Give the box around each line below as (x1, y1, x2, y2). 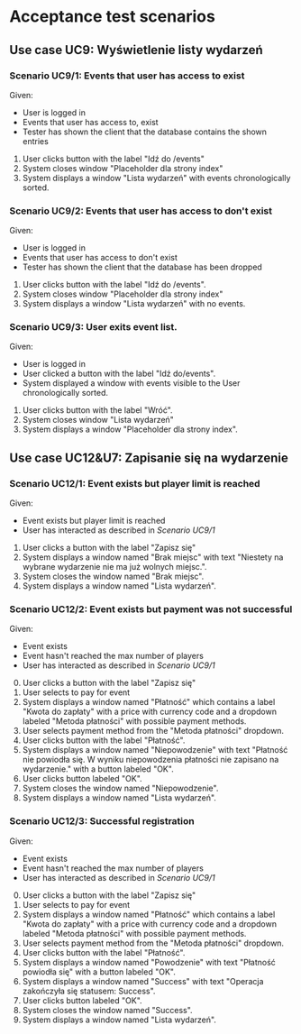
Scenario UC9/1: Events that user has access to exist (9, 69, 245, 82)
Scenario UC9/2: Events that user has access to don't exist (9, 205, 273, 217)
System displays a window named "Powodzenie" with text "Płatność (22, 956, 277, 967)
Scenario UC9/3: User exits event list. (9, 321, 178, 334)
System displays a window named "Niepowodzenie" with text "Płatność (22, 745, 288, 755)
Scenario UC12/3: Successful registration (9, 815, 196, 828)
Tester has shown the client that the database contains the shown (22, 126, 268, 137)
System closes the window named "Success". (22, 1004, 193, 1015)
